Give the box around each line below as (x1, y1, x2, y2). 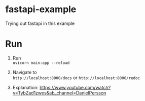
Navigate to (12, 69, 37, 75)
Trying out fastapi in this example (5, 20, 75, 26)
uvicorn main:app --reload (12, 60, 70, 65)
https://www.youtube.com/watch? (40, 84, 111, 90)
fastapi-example (5, 4, 77, 15)
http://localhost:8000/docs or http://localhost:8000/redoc (12, 75, 140, 81)
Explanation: (12, 84, 39, 90)
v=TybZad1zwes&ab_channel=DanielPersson (12, 90, 106, 96)
